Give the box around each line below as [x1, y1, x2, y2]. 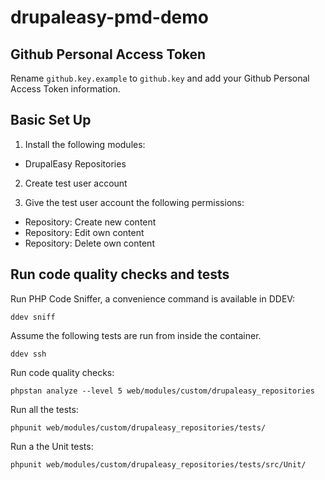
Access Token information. [10, 83, 121, 95]
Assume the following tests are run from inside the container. [10, 329, 262, 341]
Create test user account [24, 177, 128, 189]
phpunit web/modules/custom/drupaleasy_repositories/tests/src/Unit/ [10, 459, 307, 470]
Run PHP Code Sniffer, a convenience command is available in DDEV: [10, 292, 296, 305]
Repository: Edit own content [24, 226, 145, 238]
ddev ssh [10, 349, 47, 359]
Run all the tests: [10, 403, 79, 415]
